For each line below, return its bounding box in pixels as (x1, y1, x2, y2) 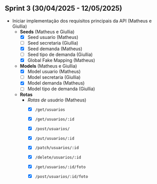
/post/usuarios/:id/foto (35, 174, 88, 179)
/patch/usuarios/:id (35, 146, 79, 151)
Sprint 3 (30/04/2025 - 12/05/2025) (5, 4, 122, 13)
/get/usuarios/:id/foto (35, 164, 86, 170)
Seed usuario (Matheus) (27, 34, 79, 40)
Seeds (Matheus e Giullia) (19, 28, 75, 35)
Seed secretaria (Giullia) (27, 39, 79, 46)
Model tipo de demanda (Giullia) (27, 86, 95, 92)
